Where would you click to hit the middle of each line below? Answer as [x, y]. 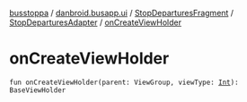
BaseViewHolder [38, 90]
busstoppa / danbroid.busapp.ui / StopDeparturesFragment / [122, 13]
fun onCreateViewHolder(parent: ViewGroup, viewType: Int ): [124, 82]
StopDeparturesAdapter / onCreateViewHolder [96, 22]
